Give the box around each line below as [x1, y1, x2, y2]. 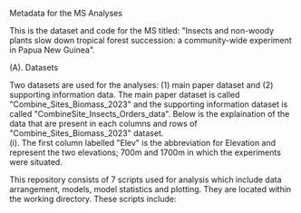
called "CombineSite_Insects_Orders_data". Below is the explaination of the [9, 109, 290, 119]
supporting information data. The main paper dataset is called [9, 90, 240, 100]
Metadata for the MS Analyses [9, 8, 123, 18]
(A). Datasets [9, 63, 59, 73]
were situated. [9, 157, 63, 167]
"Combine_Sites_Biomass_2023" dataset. [9, 128, 164, 139]
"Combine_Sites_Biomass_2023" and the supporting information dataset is [9, 99, 288, 110]
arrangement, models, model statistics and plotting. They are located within [9, 184, 292, 194]
